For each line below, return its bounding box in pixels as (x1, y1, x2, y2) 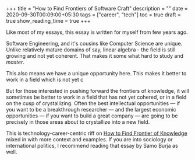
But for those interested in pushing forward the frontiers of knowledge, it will (6, 88, 189, 94)
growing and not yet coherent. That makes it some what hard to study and (6, 53, 184, 59)
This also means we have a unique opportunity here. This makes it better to (6, 70, 187, 76)
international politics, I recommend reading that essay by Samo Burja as (6, 142, 179, 149)
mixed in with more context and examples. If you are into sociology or (6, 136, 173, 142)
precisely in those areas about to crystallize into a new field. (6, 119, 150, 125)
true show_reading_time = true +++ (6, 18, 91, 24)
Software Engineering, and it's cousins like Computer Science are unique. (6, 40, 183, 47)
